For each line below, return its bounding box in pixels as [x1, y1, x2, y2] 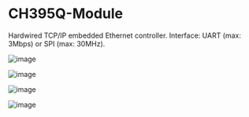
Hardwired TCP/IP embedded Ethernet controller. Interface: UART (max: [8, 31, 242, 40]
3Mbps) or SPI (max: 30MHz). [8, 38, 106, 48]
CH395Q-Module [8, 5, 124, 23]
